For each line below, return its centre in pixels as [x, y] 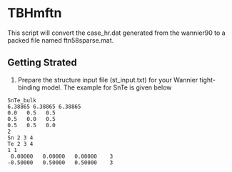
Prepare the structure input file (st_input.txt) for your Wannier [108, 80]
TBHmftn [35, 13]
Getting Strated [42, 63]
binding [29, 87]
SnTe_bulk [22, 100]
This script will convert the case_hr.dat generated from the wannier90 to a [117, 33]
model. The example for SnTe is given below [107, 87]
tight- [208, 80]
